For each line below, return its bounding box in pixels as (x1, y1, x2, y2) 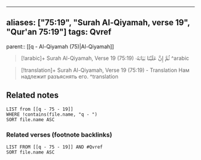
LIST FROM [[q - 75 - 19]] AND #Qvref (6, 144, 103, 150)
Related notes (6, 90, 59, 101)
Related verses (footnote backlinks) (6, 130, 112, 138)
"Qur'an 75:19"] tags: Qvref (6, 27, 112, 37)
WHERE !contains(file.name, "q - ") (6, 111, 98, 117)
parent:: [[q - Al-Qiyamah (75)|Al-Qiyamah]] (6, 43, 114, 50)
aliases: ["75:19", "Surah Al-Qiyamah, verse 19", (6, 17, 190, 28)
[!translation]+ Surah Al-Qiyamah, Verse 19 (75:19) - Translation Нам (20, 67, 190, 74)
